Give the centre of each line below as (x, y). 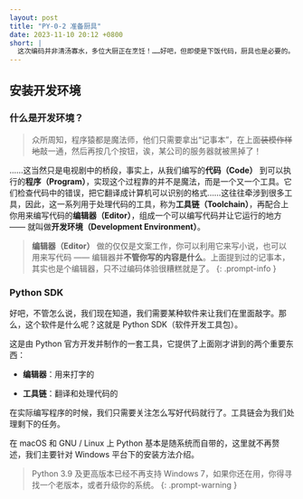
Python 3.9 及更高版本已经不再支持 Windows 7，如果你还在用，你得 (158, 474)
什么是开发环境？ (47, 118)
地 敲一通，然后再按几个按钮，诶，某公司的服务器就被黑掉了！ (147, 151)
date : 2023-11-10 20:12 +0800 (66, 34)
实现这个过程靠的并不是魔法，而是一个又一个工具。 (189, 181)
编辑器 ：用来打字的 (58, 374)
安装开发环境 (45, 90)
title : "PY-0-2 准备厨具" (56, 26)
